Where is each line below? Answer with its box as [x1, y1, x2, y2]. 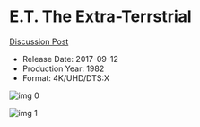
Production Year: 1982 [22, 63, 105, 74]
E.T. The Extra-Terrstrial [9, 6, 192, 27]
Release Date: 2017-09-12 [22, 53, 118, 64]
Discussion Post [9, 36, 69, 47]
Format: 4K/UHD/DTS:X [22, 72, 110, 83]
